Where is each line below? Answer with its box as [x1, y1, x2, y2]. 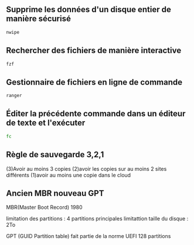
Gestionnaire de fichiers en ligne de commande [6, 77, 183, 87]
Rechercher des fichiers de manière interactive [6, 46, 182, 56]
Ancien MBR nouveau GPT [6, 188, 104, 198]
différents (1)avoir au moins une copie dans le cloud [6, 171, 131, 178]
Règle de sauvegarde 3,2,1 [6, 150, 104, 160]
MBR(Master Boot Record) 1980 [6, 204, 83, 211]
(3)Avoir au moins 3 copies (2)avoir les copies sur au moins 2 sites [6, 165, 167, 172]
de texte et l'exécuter [6, 118, 86, 128]
